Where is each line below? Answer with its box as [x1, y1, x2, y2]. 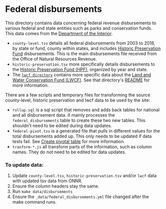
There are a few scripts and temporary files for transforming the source [5, 92, 151, 98]
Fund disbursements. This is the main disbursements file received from [12, 51, 157, 57]
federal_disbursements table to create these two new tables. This [12, 117, 146, 123]
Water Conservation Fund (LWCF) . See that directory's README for [12, 77, 150, 83]
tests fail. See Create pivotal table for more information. [12, 138, 125, 144]
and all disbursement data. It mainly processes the [12, 112, 115, 118]
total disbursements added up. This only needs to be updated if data [12, 133, 152, 139]
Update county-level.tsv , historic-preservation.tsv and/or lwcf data [12, 173, 157, 179]
